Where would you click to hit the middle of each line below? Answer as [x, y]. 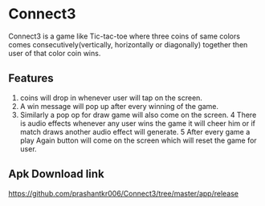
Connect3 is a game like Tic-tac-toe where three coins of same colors [124, 36]
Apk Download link [56, 174]
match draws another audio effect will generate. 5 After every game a [135, 131]
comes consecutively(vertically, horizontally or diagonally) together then [128, 44]
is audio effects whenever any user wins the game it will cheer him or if [137, 123]
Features [31, 78]
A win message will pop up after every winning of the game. [119, 106]
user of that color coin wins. [55, 53]
